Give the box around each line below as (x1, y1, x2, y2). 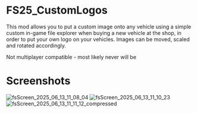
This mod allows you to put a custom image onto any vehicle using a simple (6, 23, 192, 30)
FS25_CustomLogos (6, 4, 108, 17)
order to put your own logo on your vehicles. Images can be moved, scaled (6, 35, 190, 43)
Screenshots (6, 75, 71, 88)
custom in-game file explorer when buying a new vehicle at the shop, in (6, 29, 182, 36)
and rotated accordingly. (6, 42, 67, 49)
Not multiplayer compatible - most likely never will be (6, 53, 137, 60)
